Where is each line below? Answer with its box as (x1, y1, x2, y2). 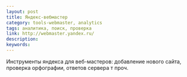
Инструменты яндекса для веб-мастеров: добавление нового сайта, (6, 57, 182, 65)
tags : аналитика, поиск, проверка (6, 25, 92, 31)
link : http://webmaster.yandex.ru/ (6, 31, 95, 37)
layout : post (6, 8, 39, 15)
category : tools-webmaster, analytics (6, 20, 102, 25)
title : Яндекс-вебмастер (6, 14, 68, 20)
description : (6, 36, 39, 42)
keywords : (6, 42, 31, 48)
